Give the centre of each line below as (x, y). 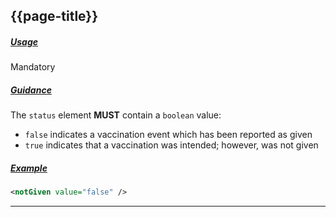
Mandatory (33, 67)
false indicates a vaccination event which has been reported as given (168, 135)
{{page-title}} (54, 16)
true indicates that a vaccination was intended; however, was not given (171, 145)
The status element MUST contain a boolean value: (116, 115)
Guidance (31, 90)
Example (29, 168)
